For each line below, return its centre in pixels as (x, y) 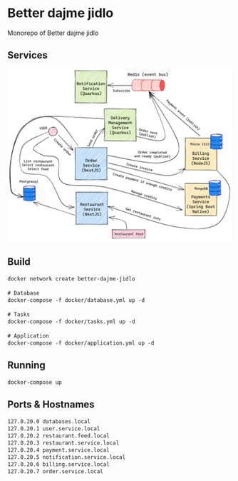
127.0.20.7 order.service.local (55, 472)
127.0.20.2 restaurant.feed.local (59, 436)
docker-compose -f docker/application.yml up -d (81, 343)
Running (27, 365)
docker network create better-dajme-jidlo (71, 279)
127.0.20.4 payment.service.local (59, 450)
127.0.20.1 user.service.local (54, 429)
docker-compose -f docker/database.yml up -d (76, 300)
